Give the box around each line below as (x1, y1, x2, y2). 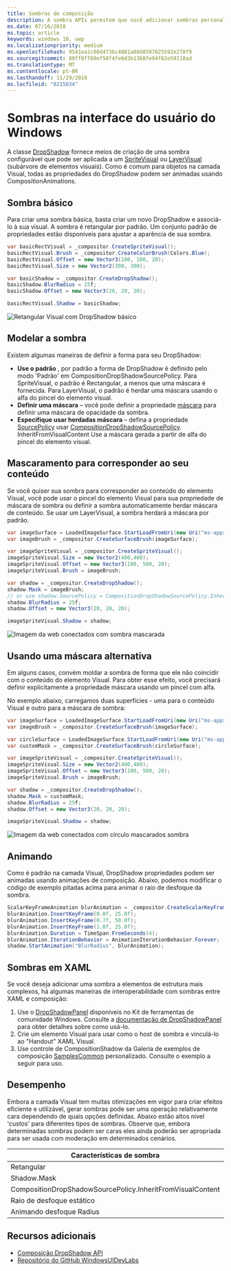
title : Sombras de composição (7, 10, 94, 17)
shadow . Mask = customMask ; (7, 793, 85, 800)
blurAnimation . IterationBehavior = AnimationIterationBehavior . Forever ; (7, 936, 220, 943)
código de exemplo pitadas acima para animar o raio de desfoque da (7, 884, 202, 892)
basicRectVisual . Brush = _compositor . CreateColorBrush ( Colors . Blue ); (7, 250, 211, 256)
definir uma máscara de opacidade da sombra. (16, 408, 150, 416)
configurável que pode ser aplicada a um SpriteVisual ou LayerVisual (7, 155, 202, 163)
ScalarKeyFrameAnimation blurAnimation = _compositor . (7, 904, 168, 911)
